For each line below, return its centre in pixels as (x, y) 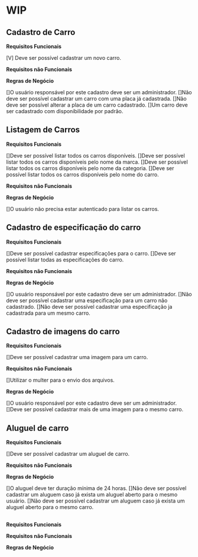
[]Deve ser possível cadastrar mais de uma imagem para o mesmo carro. (95, 409)
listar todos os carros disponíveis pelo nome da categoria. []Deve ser (90, 168)
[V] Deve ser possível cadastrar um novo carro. (64, 58)
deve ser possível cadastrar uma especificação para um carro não (87, 300)
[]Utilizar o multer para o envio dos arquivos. (61, 380)
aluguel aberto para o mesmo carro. (50, 507)
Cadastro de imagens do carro (63, 332)
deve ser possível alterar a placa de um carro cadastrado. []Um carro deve (97, 105)
